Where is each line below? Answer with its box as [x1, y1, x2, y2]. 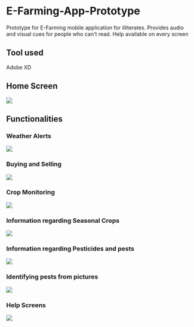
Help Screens [6, 301, 47, 309]
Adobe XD [6, 63, 32, 71]
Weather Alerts [6, 132, 52, 140]
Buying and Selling [6, 160, 61, 168]
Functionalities [6, 114, 63, 124]
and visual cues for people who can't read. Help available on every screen [6, 30, 189, 37]
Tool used [6, 48, 44, 58]
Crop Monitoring [6, 188, 56, 196]
